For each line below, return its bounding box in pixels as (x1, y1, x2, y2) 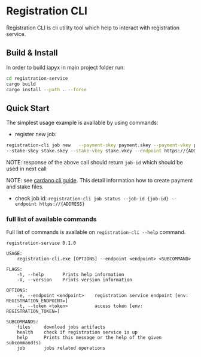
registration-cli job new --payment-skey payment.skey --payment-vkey (6, 142, 191, 148)
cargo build (6, 81, 36, 87)
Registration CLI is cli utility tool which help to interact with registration (6, 24, 180, 31)
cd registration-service (6, 75, 68, 82)
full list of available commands (6, 215, 97, 223)
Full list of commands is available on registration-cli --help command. (6, 229, 186, 236)
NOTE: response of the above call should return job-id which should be (6, 158, 184, 166)
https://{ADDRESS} (39, 201, 85, 207)
